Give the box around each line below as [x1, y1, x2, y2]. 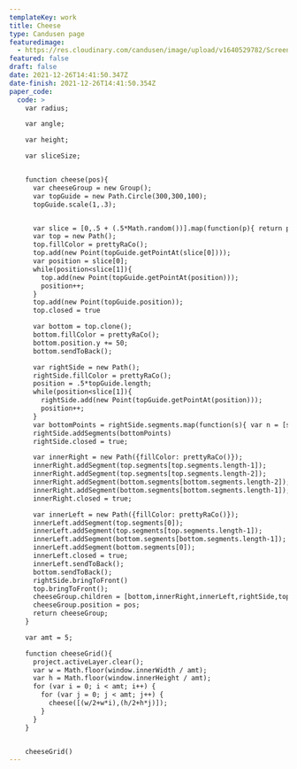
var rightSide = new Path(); [32, 362, 141, 372]
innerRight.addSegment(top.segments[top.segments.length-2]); [32, 470, 267, 478]
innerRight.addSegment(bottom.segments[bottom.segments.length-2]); [32, 478, 291, 486]
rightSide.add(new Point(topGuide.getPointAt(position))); [41, 396, 263, 405]
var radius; [25, 104, 69, 113]
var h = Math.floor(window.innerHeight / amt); [32, 674, 212, 683]
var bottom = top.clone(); [32, 322, 133, 331]
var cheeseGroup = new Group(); [32, 183, 152, 192]
